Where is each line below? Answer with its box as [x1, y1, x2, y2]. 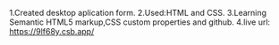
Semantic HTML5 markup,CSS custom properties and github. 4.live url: [9, 17, 271, 27]
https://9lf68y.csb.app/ [9, 26, 95, 36]
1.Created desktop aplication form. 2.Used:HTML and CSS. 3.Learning [9, 8, 266, 18]
